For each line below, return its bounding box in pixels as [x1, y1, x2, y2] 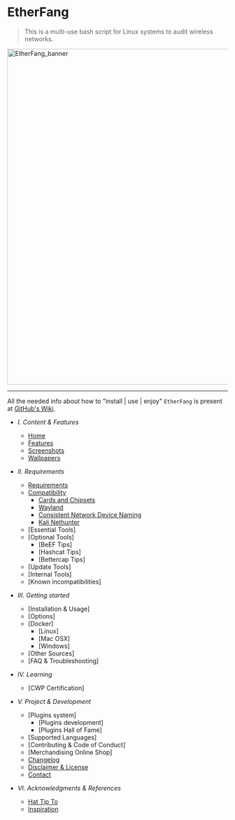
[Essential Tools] [27, 525, 76, 534]
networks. [24, 34, 54, 43]
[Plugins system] [27, 711, 77, 719]
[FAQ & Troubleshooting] [27, 656, 99, 665]
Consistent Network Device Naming [38, 510, 142, 518]
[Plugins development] [38, 718, 104, 726]
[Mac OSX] [38, 634, 71, 642]
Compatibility [27, 488, 66, 497]
